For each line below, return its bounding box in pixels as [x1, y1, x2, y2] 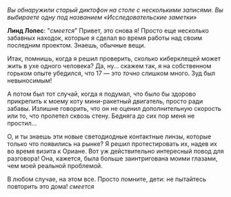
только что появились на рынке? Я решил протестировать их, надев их [7, 140, 217, 147]
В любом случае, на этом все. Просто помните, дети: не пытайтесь [7, 175, 207, 183]
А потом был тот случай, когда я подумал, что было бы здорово [7, 90, 197, 98]
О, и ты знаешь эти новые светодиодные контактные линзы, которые [7, 132, 212, 141]
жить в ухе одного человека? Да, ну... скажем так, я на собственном [7, 62, 212, 70]
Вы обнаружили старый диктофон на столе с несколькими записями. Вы [7, 6, 224, 14]
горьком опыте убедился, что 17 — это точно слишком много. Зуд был [7, 69, 216, 77]
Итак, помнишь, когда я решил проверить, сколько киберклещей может [7, 54, 221, 63]
